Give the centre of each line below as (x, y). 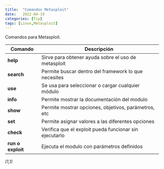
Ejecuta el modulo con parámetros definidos (92, 147)
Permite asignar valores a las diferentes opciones (98, 122)
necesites (52, 78)
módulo (50, 92)
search (16, 75)
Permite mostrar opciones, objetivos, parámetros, (98, 107)
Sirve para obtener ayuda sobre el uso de (89, 58)
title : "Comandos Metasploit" (37, 10)
